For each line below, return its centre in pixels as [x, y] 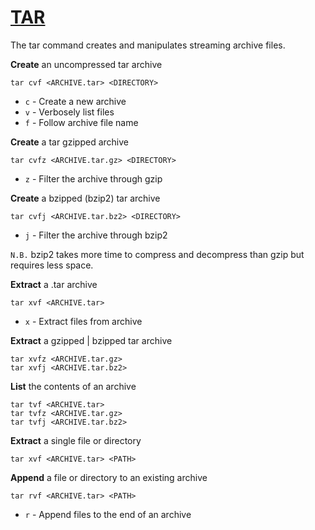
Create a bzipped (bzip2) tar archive [85, 198]
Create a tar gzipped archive [69, 142]
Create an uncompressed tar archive [86, 64]
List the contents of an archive [73, 386]
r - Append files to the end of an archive [108, 514]
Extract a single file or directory [76, 440]
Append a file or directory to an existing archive [109, 477]
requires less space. [52, 265]
